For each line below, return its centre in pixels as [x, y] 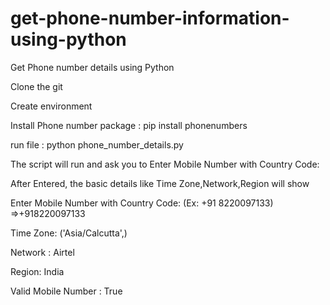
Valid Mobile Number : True [66, 291]
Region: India [37, 271]
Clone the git [36, 86]
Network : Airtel [42, 252]
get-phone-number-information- [150, 18]
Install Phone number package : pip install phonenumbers [129, 125]
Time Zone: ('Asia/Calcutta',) [69, 233]
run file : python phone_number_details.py [97, 144]
